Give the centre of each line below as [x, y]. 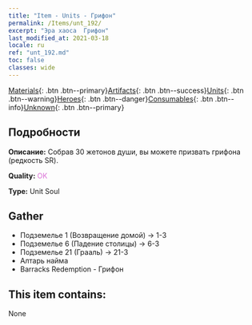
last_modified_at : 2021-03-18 [59, 38]
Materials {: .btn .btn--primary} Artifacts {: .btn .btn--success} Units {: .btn [126, 90]
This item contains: [57, 294]
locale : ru [26, 46]
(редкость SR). [33, 160]
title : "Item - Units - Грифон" [62, 16]
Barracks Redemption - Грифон [72, 269]
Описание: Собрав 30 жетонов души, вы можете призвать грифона [125, 152]
